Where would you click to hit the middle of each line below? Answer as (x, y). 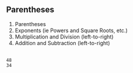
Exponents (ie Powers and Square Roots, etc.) (71, 30)
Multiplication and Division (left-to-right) (64, 36)
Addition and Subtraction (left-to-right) (62, 43)
